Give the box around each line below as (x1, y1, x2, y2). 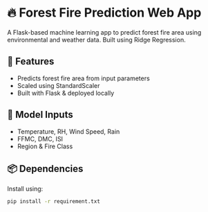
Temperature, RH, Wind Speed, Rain (17, 127, 120, 136)
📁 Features (7, 55, 55, 67)
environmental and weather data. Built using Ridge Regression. (7, 35, 186, 44)
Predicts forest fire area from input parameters (17, 74, 150, 82)
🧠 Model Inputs (7, 109, 74, 121)
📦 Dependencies (7, 163, 84, 175)
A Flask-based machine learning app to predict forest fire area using (7, 28, 202, 36)
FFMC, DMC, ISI (17, 134, 64, 143)
